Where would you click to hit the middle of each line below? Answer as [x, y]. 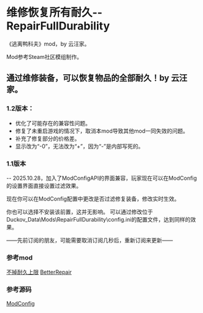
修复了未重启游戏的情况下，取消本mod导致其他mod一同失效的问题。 [102, 131]
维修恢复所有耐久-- [55, 13]
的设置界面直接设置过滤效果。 [44, 185]
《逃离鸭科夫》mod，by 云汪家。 [48, 44]
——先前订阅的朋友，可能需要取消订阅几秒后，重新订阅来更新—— [90, 240]
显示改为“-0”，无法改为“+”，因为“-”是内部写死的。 [79, 146]
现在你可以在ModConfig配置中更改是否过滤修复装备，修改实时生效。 [93, 199]
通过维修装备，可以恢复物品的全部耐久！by [88, 78]
